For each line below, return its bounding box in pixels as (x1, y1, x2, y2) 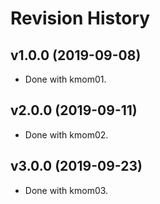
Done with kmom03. (24, 184, 109, 196)
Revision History (10, 7, 151, 30)
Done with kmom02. (24, 128, 109, 141)
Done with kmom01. (24, 73, 107, 85)
